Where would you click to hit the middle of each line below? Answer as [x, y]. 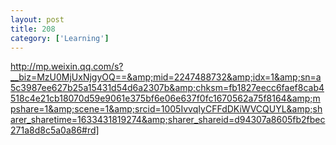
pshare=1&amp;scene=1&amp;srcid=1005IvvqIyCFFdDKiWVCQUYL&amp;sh [166, 109]
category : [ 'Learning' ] [60, 38]
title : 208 [33, 29]
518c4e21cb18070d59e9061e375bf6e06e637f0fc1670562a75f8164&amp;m [165, 98]
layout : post [37, 19]
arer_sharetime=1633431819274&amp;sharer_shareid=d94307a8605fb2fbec [168, 120]
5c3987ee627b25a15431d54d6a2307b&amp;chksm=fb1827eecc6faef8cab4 [167, 88]
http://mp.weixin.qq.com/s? [67, 67]
